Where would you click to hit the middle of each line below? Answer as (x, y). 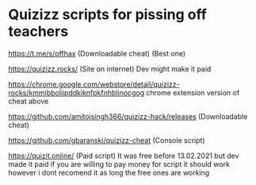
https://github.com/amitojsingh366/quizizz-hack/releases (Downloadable (128, 116)
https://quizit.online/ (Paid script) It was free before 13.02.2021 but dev (124, 156)
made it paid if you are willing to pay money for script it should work (119, 164)
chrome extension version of (193, 92)
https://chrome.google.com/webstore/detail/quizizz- (94, 84)
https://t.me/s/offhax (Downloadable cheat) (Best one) (97, 53)
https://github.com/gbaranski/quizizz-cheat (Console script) (107, 140)
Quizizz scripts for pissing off (108, 15)
